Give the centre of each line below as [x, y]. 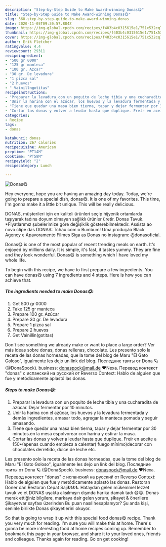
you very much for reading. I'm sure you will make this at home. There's [78, 523]
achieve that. [18, 280]
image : [12, 28]
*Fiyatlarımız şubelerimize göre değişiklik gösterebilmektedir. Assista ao [79, 224]
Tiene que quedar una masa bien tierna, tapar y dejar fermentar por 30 [84, 428]
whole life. [16, 260]
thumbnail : [16, 33]
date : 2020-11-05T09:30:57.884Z [38, 23]
